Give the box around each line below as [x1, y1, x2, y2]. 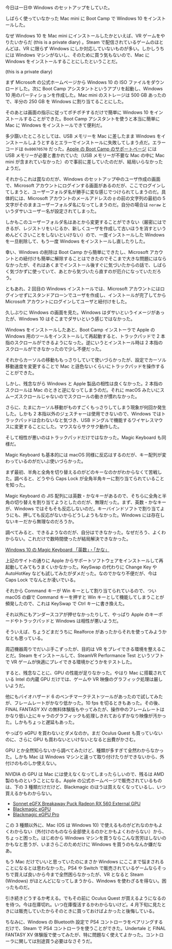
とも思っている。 [9, 635, 46, 641]
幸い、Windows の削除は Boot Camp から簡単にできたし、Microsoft [5, 249, 148, 255]
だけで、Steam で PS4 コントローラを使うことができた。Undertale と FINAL [5, 925, 166, 931]
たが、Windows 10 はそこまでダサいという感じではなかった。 [5, 316, 136, 322]
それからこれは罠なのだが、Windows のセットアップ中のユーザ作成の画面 [5, 176, 161, 182]
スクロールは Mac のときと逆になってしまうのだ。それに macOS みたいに [5, 387, 160, 393]
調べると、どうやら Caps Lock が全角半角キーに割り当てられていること [14, 476, 165, 481]
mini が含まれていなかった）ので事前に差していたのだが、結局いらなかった [5, 159, 163, 165]
